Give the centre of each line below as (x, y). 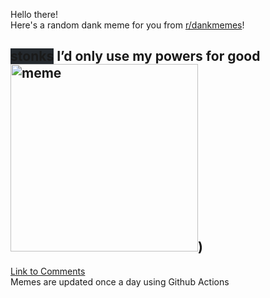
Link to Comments (48, 271)
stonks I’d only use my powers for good (135, 56)
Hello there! (34, 14)
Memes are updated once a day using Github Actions (120, 281)
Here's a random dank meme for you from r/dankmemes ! (127, 25)
